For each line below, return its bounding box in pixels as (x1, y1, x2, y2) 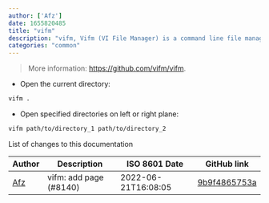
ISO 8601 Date (126, 158, 184, 169)
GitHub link (205, 158, 250, 169)
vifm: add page (47, 172, 104, 183)
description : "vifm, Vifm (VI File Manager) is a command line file (8, 34, 242, 43)
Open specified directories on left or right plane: (19, 109, 179, 119)
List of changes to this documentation (8, 139, 134, 148)
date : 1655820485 (8, 19, 66, 27)
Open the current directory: (19, 79, 110, 89)
